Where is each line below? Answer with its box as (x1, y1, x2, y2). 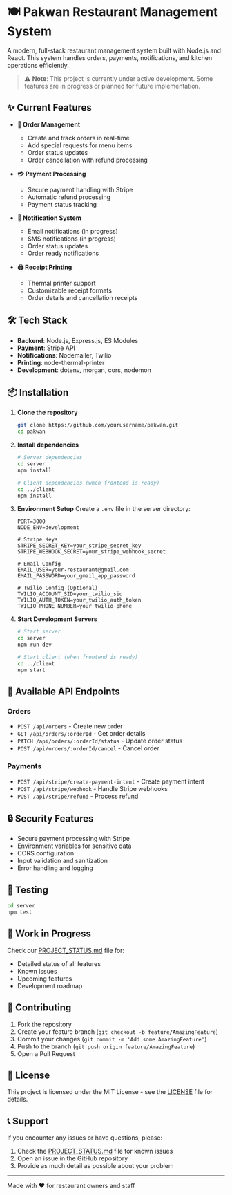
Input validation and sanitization (17, 857, 108, 865)
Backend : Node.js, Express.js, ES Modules (17, 336, 139, 344)
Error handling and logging (17, 864, 93, 872)
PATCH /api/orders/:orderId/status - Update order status (17, 737, 183, 745)
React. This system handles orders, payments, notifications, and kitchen (7, 53, 213, 62)
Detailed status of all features (17, 959, 101, 967)
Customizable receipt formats (27, 286, 113, 295)
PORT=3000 (17, 518, 46, 525)
